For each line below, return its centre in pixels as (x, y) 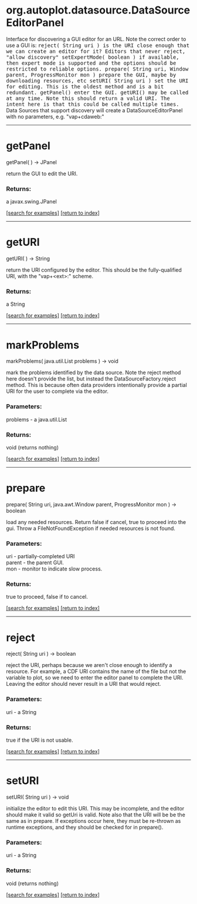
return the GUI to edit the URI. (42, 174)
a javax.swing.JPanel (31, 202)
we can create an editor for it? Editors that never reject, (96, 51)
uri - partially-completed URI (40, 556)
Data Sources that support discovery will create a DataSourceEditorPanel (94, 110)
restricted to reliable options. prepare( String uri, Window (97, 69)
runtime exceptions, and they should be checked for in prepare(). (85, 827)
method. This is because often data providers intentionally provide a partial (97, 385)
